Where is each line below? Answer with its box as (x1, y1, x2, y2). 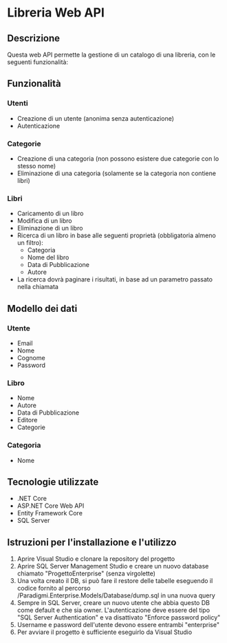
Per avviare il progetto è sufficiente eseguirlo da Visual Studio (17, 628, 193, 636)
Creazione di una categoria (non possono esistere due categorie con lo (17, 154, 219, 163)
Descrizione (7, 32, 61, 44)
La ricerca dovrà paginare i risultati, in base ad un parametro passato (17, 275, 213, 284)
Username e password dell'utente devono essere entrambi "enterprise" (17, 621, 220, 629)
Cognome (17, 353, 46, 362)
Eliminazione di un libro (17, 224, 83, 233)
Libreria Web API (7, 5, 105, 21)
